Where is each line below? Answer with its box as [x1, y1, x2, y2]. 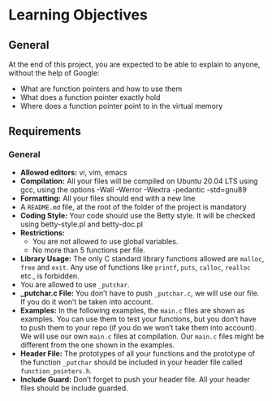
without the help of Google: [8, 68, 100, 78]
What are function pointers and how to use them [19, 84, 183, 93]
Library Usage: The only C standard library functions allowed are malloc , [19, 253, 265, 263]
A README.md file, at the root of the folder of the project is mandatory [19, 201, 247, 212]
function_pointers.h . [19, 365, 92, 375]
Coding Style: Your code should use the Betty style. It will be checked [19, 210, 256, 220]
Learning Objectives [8, 6, 148, 24]
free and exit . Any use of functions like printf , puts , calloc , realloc [19, 262, 252, 272]
